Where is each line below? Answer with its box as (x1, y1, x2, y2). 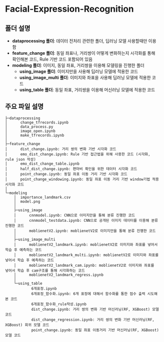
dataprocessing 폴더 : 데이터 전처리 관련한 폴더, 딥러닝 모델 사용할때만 (12, 38, 147, 43)
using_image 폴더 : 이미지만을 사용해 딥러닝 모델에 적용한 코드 (19, 68, 138, 74)
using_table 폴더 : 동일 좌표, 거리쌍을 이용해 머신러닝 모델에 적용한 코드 (19, 87, 155, 92)
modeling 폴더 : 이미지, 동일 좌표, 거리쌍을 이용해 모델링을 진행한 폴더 (12, 63, 145, 68)
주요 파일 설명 (5, 103, 44, 111)
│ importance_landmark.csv (14, 194, 71, 200)
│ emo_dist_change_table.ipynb (5, 161, 80, 166)
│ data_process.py (5, 124, 54, 129)
